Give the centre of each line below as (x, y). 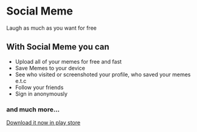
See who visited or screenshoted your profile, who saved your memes (103, 74)
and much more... (33, 109)
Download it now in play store (43, 123)
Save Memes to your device (50, 68)
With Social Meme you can (58, 47)
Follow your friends (39, 87)
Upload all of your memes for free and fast (68, 61)
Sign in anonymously (41, 94)
